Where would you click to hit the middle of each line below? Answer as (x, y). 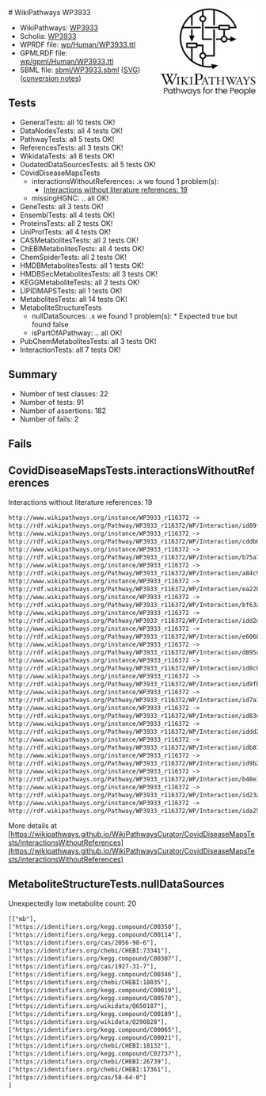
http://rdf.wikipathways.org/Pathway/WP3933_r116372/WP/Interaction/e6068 (134, 636)
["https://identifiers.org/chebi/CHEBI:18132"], (90, 1045)
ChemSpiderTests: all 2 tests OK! (73, 257)
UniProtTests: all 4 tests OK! (65, 231)
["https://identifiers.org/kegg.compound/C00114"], (95, 934)
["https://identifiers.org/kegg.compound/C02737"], (95, 1053)
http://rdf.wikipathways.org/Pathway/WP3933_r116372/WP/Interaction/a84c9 (134, 573)
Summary (33, 374)
